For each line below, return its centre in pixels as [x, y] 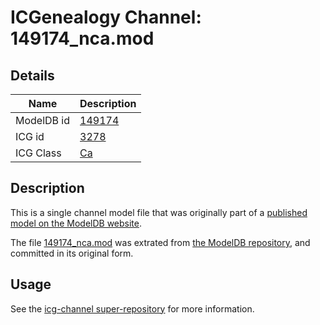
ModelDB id [43, 120]
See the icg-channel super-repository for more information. [132, 308]
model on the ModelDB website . [76, 223]
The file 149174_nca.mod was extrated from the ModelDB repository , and [160, 242]
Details [32, 75]
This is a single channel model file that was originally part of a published [159, 212]
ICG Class [38, 153]
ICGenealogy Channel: [106, 17]
